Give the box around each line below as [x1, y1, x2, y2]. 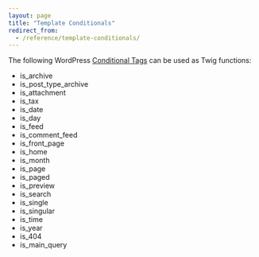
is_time [19, 215, 44, 224]
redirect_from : [8, 26, 59, 34]
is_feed [19, 122, 44, 131]
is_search [19, 189, 52, 199]
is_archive [19, 71, 53, 80]
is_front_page [19, 138, 65, 148]
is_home [19, 147, 48, 157]
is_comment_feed [19, 130, 78, 140]
